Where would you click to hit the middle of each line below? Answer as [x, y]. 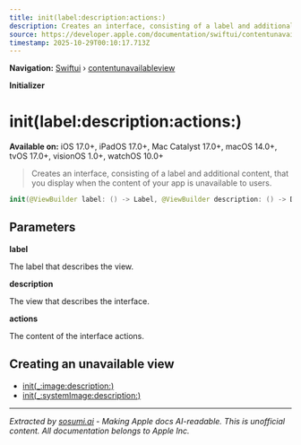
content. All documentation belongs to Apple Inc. [99, 431]
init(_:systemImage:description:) [82, 395]
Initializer [27, 85]
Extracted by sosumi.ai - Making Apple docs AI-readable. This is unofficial [147, 421]
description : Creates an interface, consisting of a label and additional [152, 26]
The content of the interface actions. [77, 336]
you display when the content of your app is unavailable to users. [151, 183]
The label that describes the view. [72, 266]
